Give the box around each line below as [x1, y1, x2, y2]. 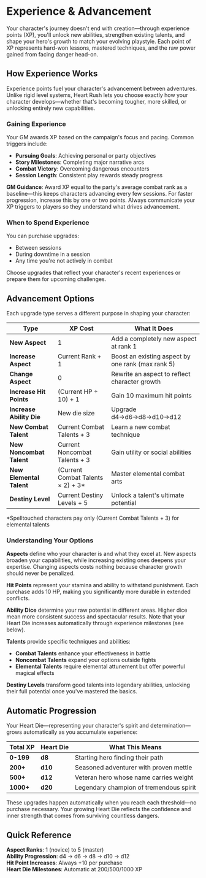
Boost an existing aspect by [111, 352, 191, 361]
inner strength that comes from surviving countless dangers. [6, 812, 159, 820]
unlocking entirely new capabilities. [6, 104, 96, 112]
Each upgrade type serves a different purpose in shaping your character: [6, 310, 191, 317]
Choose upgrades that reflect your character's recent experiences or [6, 269, 181, 277]
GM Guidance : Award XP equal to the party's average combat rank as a [6, 183, 188, 191]
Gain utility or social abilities [111, 448, 192, 456]
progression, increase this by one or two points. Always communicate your [6, 196, 196, 204]
